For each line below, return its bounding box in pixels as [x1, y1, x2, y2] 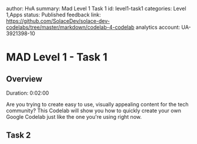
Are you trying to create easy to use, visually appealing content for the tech [6, 101, 189, 108]
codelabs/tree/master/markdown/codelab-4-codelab [6, 24, 135, 31]
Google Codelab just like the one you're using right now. [6, 113, 142, 120]
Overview [6, 73, 43, 84]
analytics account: [135, 24, 181, 31]
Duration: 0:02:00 [6, 89, 49, 96]
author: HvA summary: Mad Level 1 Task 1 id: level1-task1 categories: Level [6, 5, 186, 12]
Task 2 [6, 130, 31, 140]
